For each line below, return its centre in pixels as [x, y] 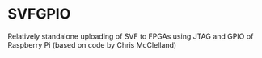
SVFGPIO [39, 14]
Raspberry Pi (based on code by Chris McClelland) [92, 44]
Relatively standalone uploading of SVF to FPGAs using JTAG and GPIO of [131, 36]
